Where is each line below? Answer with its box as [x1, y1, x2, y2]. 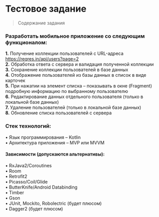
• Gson [5, 195, 20, 201]
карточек [5, 77, 25, 84]
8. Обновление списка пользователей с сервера [5, 110, 112, 116]
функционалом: [5, 39, 47, 46]
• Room [5, 168, 21, 174]
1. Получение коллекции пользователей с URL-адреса [5, 50, 124, 56]
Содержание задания [17, 20, 65, 26]
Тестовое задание [5, 3, 87, 15]
